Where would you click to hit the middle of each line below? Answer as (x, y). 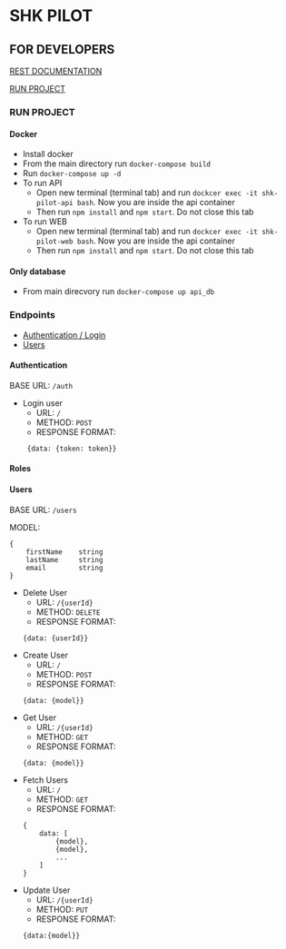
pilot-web (55, 242)
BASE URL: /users (43, 509)
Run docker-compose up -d (72, 173)
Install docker (48, 154)
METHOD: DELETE (68, 612)
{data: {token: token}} (72, 449)
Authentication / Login (64, 335)
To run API (42, 183)
